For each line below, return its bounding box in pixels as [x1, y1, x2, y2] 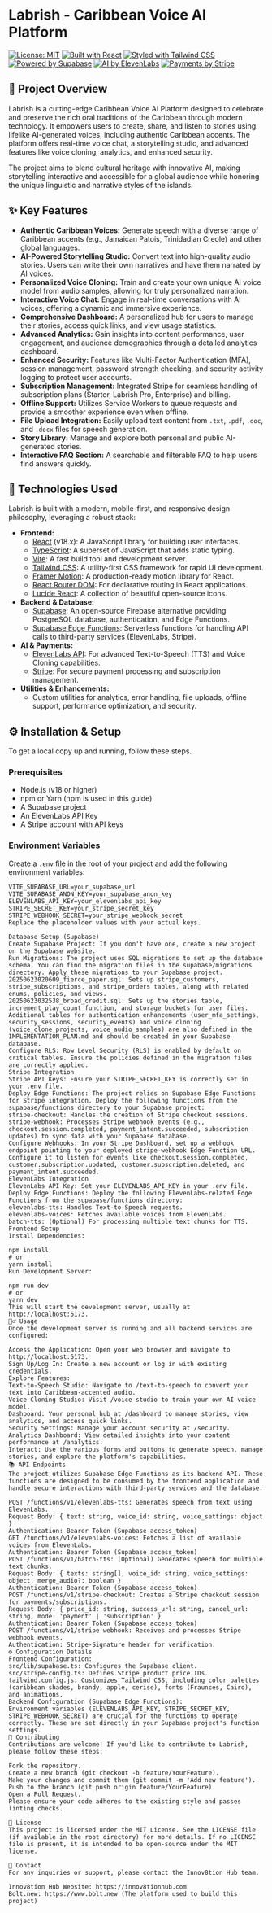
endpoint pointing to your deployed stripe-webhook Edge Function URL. [8, 1146, 256, 1155]
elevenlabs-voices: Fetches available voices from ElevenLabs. [8, 1210, 227, 1218]
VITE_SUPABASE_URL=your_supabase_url [8, 883, 136, 891]
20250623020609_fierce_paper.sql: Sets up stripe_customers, [8, 975, 220, 984]
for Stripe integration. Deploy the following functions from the [8, 1096, 238, 1104]
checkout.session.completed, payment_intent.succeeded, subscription [8, 1125, 249, 1133]
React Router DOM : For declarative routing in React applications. [32, 580, 248, 590]
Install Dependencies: [8, 1231, 85, 1240]
